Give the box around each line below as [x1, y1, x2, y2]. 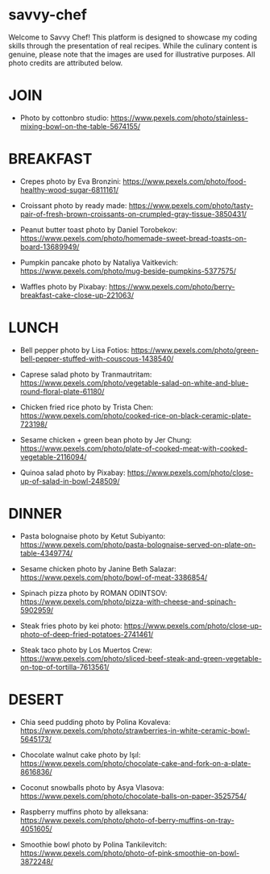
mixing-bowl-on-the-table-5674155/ [19, 121, 141, 131]
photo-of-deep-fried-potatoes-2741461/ [19, 629, 154, 639]
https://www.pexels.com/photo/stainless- [110, 113, 248, 123]
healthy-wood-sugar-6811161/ [19, 185, 119, 194]
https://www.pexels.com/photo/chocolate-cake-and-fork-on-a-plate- [19, 758, 251, 768]
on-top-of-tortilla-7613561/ [19, 662, 110, 672]
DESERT [8, 690, 64, 709]
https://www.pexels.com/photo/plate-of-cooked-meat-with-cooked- [19, 443, 248, 453]
